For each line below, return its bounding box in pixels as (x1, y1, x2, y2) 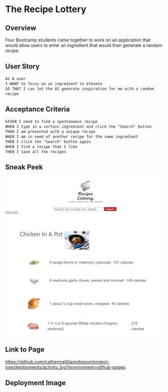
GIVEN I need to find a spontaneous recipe (5, 119, 98, 124)
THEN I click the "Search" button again (5, 139, 92, 144)
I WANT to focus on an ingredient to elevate (5, 81, 102, 86)
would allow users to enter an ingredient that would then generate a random (5, 42, 162, 48)
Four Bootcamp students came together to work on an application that (5, 37, 151, 43)
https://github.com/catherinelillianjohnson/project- (5, 359, 110, 365)
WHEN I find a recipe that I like (5, 144, 78, 149)
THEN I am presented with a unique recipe (5, 129, 96, 134)
